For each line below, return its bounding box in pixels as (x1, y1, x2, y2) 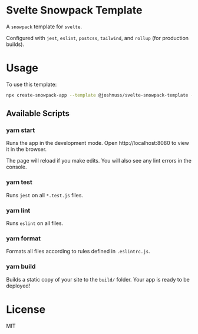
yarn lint (6, 206, 31, 214)
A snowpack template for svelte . (6, 23, 82, 30)
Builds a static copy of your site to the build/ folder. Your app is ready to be (6, 276, 190, 283)
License (6, 303, 46, 316)
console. (6, 163, 28, 171)
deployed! (6, 282, 31, 289)
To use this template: (6, 81, 57, 88)
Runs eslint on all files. (6, 220, 64, 227)
